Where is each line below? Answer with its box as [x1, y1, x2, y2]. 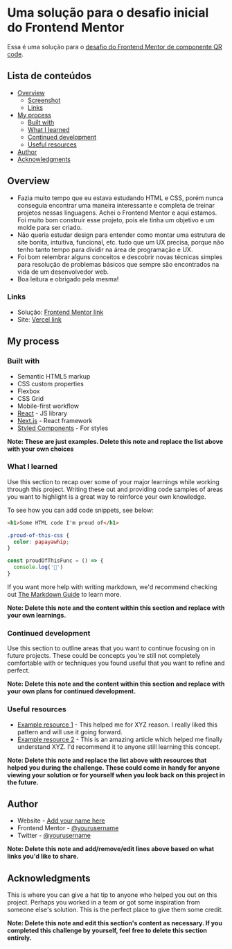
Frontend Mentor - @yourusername [17, 824, 119, 832]
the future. [7, 778, 39, 786]
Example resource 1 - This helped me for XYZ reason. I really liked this [17, 720, 218, 729]
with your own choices [7, 445, 74, 453]
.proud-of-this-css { [7, 531, 70, 539]
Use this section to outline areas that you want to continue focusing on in [7, 644, 216, 652]
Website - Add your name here [17, 816, 105, 825]
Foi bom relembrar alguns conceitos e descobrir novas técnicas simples [17, 252, 223, 261]
